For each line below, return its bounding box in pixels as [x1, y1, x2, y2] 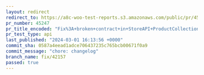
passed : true [5, 59, 39, 65]
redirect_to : [5, 15, 39, 21]
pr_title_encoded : [5, 25, 52, 32]
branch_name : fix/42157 [5, 54, 66, 60]
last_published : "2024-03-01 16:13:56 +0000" [5, 37, 123, 43]
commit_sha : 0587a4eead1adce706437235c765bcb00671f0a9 [5, 43, 148, 49]
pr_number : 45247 [5, 20, 50, 26]
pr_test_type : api [5, 31, 52, 37]
